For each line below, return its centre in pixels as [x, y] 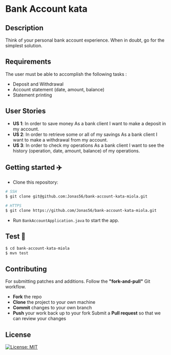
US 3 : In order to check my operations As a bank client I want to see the [89, 145]
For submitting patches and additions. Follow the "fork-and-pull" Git [78, 281]
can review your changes [39, 319]
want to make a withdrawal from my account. [60, 140]
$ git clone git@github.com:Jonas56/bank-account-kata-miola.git [76, 196]
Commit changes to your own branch [52, 308]
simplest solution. [24, 46]
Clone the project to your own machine [54, 302]
